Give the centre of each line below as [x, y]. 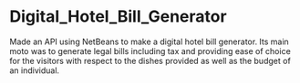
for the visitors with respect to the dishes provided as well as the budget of [150, 60]
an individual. [35, 70]
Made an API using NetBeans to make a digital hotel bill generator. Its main [149, 41]
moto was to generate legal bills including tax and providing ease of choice [150, 51]
